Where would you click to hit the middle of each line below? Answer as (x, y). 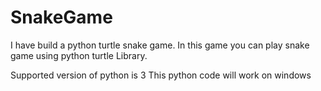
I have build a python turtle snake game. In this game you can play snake (160, 45)
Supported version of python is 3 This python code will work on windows (161, 75)
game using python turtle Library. (79, 55)
